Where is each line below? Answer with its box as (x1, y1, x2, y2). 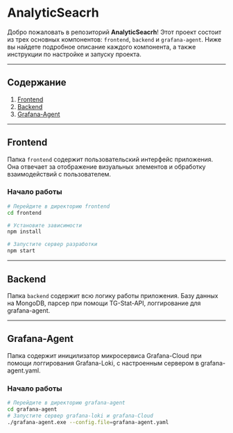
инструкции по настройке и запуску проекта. (7, 50, 142, 58)
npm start (7, 247, 36, 254)
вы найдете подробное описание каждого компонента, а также (7, 42, 196, 51)
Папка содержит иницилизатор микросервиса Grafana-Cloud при (7, 351, 202, 359)
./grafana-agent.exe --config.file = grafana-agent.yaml (7, 418, 169, 425)
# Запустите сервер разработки (7, 241, 98, 248)
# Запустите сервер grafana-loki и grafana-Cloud (7, 412, 154, 419)
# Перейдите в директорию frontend (7, 203, 110, 210)
